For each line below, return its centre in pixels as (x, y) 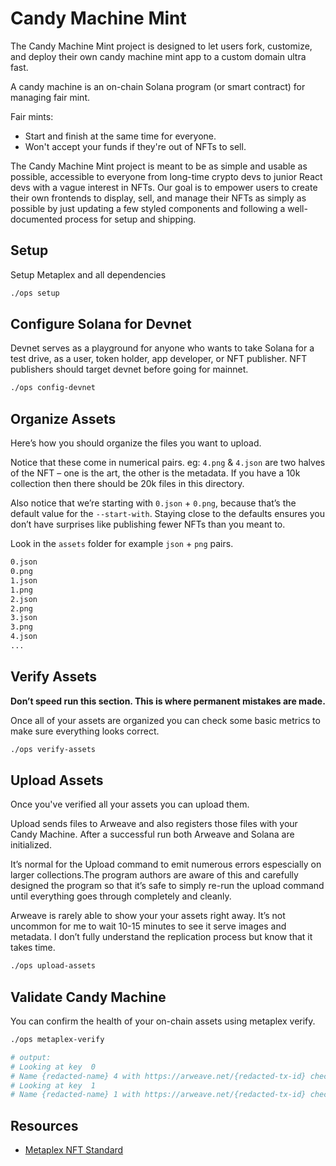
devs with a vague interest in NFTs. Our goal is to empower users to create (164, 187)
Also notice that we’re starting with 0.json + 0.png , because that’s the (153, 503)
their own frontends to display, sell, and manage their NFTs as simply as (158, 198)
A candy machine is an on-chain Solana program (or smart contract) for (158, 86)
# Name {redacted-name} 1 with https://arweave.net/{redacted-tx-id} (158, 1095)
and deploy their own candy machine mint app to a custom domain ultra (158, 56)
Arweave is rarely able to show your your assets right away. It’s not (148, 916)
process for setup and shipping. (130, 219)
